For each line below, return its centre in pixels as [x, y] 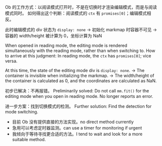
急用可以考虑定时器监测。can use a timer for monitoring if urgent [77, 128]
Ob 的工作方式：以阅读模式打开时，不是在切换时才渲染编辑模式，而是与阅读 [81, 7]
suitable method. [29, 139]
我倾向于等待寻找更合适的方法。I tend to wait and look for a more [77, 134]
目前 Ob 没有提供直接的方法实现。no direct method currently [73, 122]
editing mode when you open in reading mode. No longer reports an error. [79, 96]
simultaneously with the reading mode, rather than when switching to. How [80, 51]
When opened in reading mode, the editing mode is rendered [66, 46]
